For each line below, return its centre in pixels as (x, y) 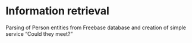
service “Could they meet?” (39, 33)
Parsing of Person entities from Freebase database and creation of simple (96, 27)
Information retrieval (57, 11)
